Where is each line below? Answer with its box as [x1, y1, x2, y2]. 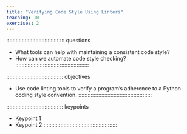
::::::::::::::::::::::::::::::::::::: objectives [6, 73, 90, 81]
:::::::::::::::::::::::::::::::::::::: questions [6, 37, 91, 44]
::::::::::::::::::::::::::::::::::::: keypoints [6, 103, 89, 110]
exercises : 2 [6, 20, 39, 26]
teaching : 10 [6, 15, 39, 21]
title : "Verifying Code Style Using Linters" [6, 8, 123, 15]
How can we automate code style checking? [15, 55, 126, 62]
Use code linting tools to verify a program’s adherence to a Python [15, 85, 181, 92]
